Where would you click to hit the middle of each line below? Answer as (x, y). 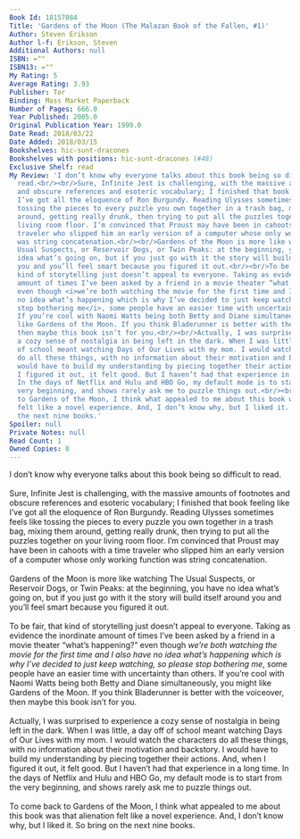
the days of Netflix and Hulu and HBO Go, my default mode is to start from (146, 778)
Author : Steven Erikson (54, 34)
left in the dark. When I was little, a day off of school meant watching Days (146, 731)
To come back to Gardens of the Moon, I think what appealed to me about (145, 806)
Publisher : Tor (37, 92)
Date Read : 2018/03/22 (51, 134)
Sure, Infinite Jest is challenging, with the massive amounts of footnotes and (150, 494)
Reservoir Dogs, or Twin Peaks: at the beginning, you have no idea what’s (144, 588)
